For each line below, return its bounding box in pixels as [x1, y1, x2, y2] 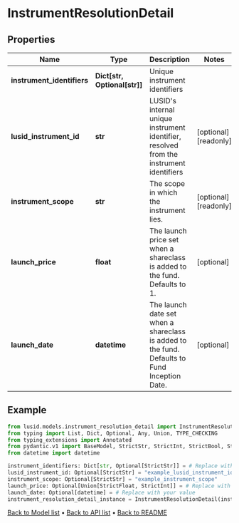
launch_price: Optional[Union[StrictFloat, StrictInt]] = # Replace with [7, 482, 231, 490]
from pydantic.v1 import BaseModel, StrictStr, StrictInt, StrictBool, [7, 443, 224, 450]
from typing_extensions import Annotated [7, 436, 132, 443]
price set [149, 235, 179, 244]
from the [149, 150, 179, 159]
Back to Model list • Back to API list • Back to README [7, 508, 167, 517]
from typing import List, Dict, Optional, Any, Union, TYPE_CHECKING [7, 430, 218, 437]
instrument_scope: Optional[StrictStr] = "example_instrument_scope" [7, 475, 218, 482]
